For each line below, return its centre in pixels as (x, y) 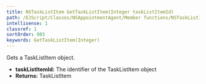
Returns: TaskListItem (43, 76)
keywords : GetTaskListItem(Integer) (53, 40)
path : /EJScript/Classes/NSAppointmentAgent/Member (74, 18)
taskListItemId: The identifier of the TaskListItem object (86, 69)
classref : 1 (21, 29)
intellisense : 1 (27, 23)
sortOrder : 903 (26, 35)
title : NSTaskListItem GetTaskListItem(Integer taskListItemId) (90, 12)
